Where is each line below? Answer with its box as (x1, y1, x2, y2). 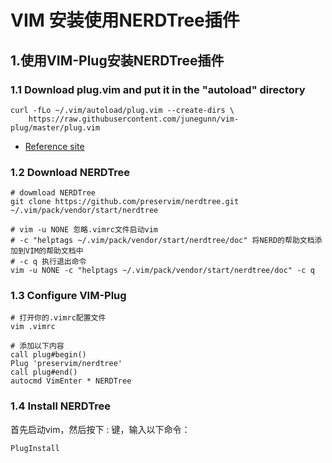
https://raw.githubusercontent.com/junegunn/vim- (28, 114, 240, 124)
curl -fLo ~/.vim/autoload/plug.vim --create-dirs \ (10, 105, 235, 115)
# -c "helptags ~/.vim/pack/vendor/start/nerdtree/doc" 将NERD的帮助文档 (10, 236, 315, 246)
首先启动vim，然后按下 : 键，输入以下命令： (10, 423, 191, 435)
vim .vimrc (10, 322, 56, 332)
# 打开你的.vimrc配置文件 (10, 313, 107, 323)
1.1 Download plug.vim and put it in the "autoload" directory (10, 82, 306, 96)
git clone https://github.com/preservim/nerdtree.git (10, 197, 240, 207)
